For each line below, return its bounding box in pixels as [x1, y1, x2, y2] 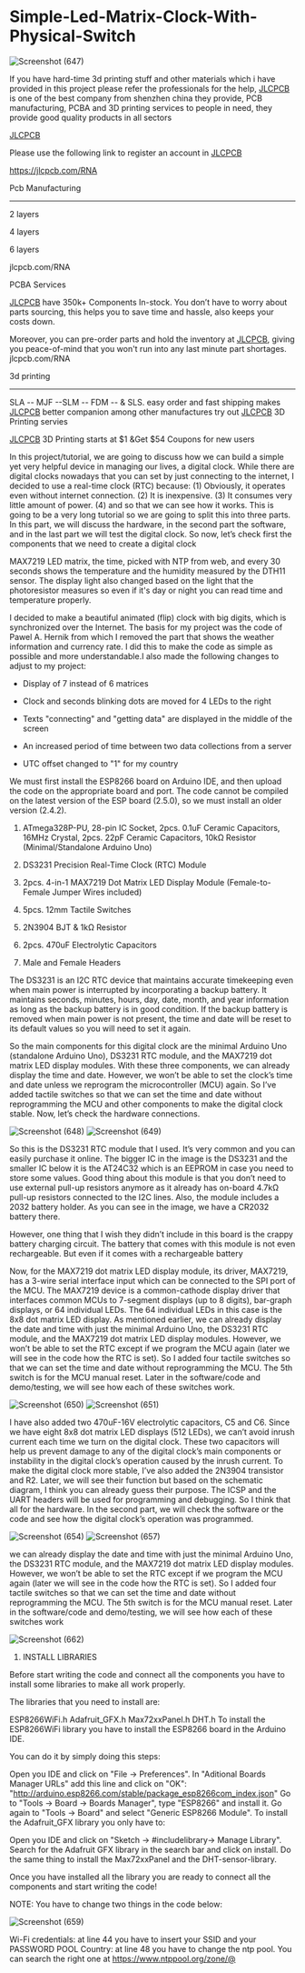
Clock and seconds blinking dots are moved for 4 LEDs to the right [22, 696, 272, 706]
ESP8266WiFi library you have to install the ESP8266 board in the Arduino [9, 1723, 286, 1734]
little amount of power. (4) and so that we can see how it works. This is [9, 499, 274, 510]
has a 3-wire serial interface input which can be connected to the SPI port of [9, 1275, 296, 1286]
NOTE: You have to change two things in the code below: [9, 1898, 222, 1909]
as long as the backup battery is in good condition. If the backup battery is [9, 1003, 289, 1015]
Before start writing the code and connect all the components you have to [9, 1668, 286, 1679]
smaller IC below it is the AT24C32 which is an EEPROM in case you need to [9, 1162, 294, 1174]
